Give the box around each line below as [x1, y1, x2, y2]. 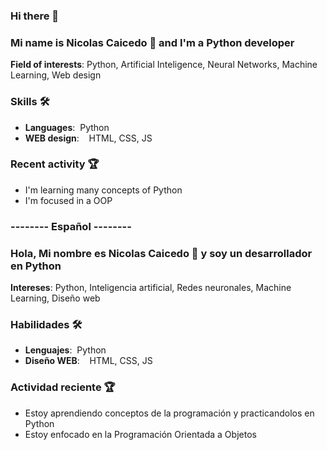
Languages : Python [24, 121, 110, 133]
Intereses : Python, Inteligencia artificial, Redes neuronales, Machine [10, 282, 292, 294]
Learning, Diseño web [10, 292, 101, 304]
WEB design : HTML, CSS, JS [24, 132, 153, 144]
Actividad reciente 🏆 [10, 380, 116, 394]
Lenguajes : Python [24, 344, 107, 356]
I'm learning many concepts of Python [24, 184, 183, 196]
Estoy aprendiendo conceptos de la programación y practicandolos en [24, 407, 315, 419]
